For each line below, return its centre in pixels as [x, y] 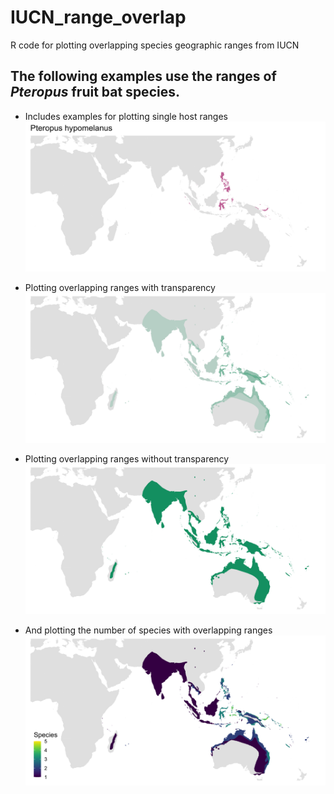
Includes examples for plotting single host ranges [126, 116]
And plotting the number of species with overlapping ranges [148, 630]
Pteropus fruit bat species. [95, 92]
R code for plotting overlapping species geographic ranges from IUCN [155, 45]
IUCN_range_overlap [98, 17]
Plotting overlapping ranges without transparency [127, 458]
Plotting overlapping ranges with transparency [120, 287]
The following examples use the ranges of [143, 76]
